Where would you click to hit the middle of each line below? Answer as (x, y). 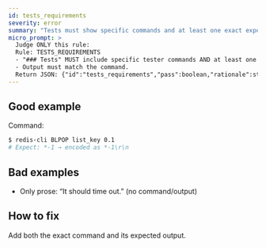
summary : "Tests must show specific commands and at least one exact (125, 30)
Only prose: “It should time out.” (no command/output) (108, 191)
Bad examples (44, 172)
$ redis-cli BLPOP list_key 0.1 (61, 140)
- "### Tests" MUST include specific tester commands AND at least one (136, 60)
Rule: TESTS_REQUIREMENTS (58, 52)
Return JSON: (37, 74)
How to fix (34, 216)
